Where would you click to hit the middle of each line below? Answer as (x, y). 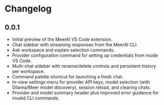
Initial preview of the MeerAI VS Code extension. (62, 39)
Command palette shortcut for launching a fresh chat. (68, 77)
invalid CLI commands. (36, 98)
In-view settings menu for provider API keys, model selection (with (81, 82)
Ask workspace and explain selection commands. (63, 50)
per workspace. (28, 71)
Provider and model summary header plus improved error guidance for (85, 93)
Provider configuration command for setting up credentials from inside (85, 55)
